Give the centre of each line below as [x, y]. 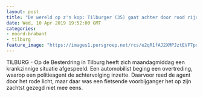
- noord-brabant [27, 34]
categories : [21, 28]
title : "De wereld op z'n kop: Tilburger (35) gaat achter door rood [96, 17]
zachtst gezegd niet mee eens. [45, 87]
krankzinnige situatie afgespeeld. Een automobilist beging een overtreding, [99, 68]
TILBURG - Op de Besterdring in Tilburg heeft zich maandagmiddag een [96, 62]
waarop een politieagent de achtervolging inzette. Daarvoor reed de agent [98, 75]
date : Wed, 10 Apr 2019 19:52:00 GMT [54, 23]
